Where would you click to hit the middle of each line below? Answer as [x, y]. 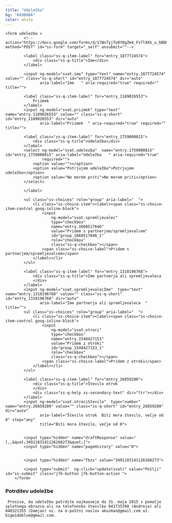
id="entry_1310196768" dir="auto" [42, 299]
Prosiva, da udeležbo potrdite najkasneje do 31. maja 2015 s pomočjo [84, 502]
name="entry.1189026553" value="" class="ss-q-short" [64, 114]
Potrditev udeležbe [29, 491]
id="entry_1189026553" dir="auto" [42, 119]
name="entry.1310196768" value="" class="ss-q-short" [64, 294]
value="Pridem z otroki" [77, 344]
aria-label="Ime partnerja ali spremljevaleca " [93, 303]
